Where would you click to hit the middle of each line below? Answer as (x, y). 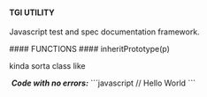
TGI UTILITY (32, 12)
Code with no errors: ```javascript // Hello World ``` (103, 83)
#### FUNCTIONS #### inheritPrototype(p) (90, 49)
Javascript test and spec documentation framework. (105, 32)
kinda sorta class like (47, 66)
